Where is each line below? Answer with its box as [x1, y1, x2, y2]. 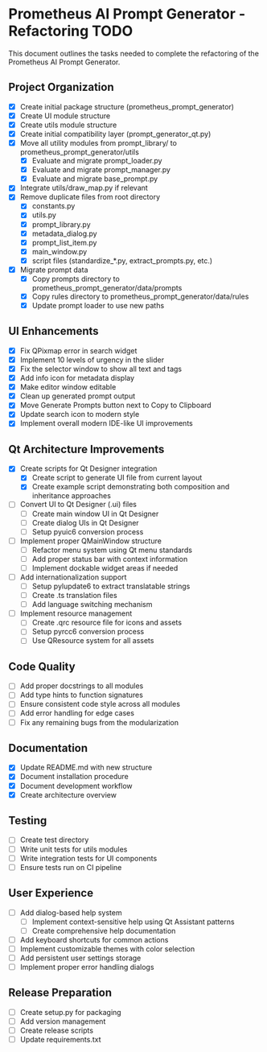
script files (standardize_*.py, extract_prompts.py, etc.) [31, 255, 213, 266]
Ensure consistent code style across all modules [19, 699, 181, 709]
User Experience [8, 886, 94, 900]
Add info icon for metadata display [19, 373, 135, 383]
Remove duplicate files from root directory [19, 192, 161, 202]
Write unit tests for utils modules [19, 844, 128, 854]
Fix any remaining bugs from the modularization [19, 717, 179, 727]
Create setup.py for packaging [19, 1007, 122, 1017]
